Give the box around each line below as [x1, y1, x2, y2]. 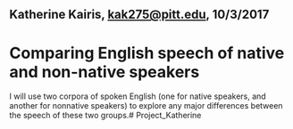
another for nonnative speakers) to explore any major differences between [9, 101, 283, 111]
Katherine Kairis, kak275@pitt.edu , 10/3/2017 [9, 7, 270, 22]
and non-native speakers [9, 61, 200, 82]
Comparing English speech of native [9, 43, 285, 63]
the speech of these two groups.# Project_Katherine [9, 110, 202, 121]
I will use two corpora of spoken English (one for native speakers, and [9, 91, 266, 101]
